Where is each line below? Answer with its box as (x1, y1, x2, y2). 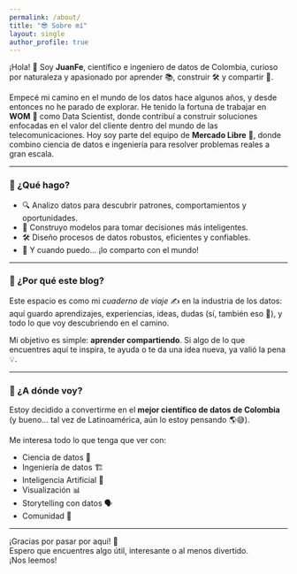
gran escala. (9, 149, 55, 159)
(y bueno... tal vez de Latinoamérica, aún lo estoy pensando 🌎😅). (9, 415, 250, 425)
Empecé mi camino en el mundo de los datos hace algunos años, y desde (9, 92, 278, 103)
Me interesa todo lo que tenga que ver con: (9, 435, 166, 446)
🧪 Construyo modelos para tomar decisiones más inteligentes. (21, 222, 249, 233)
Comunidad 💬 (21, 510, 72, 522)
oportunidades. (21, 212, 78, 223)
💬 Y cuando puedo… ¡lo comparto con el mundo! (21, 244, 199, 255)
